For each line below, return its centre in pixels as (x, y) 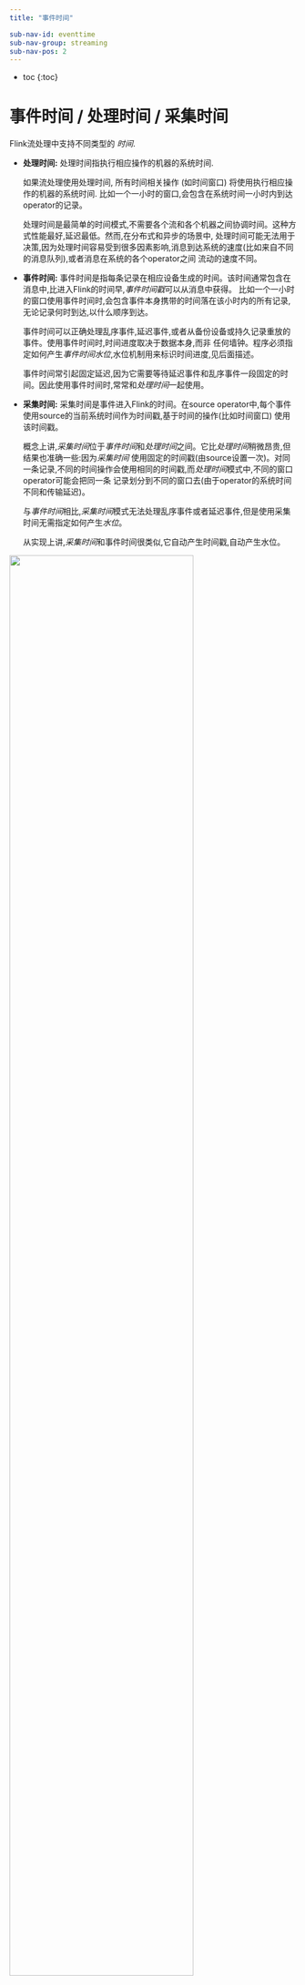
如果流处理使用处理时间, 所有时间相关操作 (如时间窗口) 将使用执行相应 (153, 182)
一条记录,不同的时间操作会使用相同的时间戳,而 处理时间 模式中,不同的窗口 (158, 469)
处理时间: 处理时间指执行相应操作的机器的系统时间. (118, 163)
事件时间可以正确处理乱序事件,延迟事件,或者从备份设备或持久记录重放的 (157, 331)
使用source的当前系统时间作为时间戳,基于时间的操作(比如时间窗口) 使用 (157, 416)
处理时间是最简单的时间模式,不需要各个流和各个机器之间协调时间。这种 (155, 225)
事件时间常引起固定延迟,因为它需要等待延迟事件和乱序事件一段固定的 (151, 373)
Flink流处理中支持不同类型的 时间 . (72, 144)
